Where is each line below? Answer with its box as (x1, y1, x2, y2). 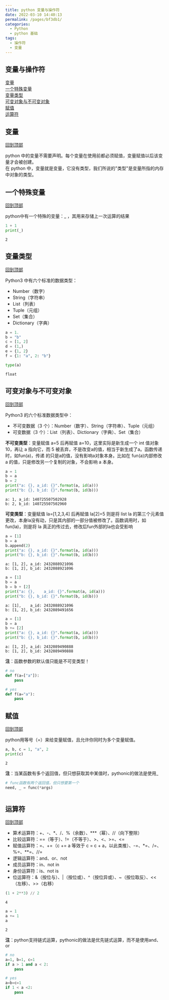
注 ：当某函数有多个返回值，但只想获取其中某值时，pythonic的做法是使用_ (5, 770, 158, 776)
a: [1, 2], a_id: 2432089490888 (5, 644, 73, 649)
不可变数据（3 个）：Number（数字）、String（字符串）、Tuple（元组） (12, 423, 158, 429)
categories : (5, 21, 30, 27)
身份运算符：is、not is (12, 868, 59, 874)
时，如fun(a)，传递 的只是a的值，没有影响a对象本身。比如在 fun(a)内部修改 (5, 452, 162, 459)
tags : (5, 36, 17, 41)
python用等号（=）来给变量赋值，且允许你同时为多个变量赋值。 (5, 737, 138, 743)
